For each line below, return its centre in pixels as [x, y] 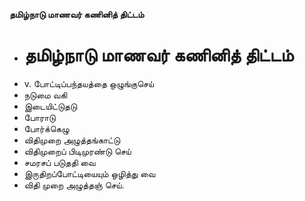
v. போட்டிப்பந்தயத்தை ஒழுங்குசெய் [88, 83]
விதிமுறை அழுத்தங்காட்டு [72, 140]
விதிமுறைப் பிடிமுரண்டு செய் [77, 151]
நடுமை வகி [45, 95]
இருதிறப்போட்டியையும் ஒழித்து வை [89, 173]
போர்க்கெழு [46, 128]
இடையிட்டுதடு [50, 106]
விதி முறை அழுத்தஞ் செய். [74, 185]
